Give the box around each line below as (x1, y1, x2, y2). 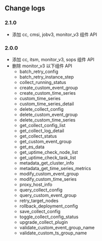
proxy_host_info (19, 181, 52, 187)
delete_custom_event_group (19, 111, 78, 117)
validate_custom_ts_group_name (19, 230, 87, 236)
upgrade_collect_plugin (19, 219, 68, 225)
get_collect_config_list (19, 122, 66, 128)
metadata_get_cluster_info (19, 159, 74, 166)
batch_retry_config (19, 68, 58, 74)
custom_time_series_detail (19, 101, 74, 107)
